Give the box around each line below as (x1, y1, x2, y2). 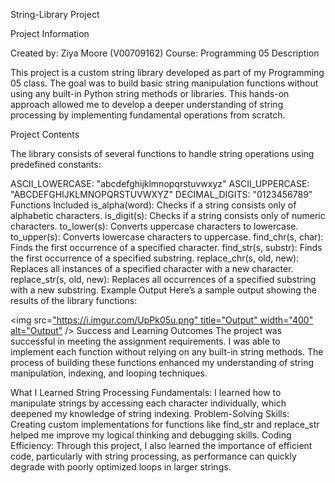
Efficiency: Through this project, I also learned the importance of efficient (10, 440, 313, 451)
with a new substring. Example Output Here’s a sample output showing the (10, 284, 317, 296)
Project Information (10, 28, 90, 39)
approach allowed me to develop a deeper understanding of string (10, 99, 284, 110)
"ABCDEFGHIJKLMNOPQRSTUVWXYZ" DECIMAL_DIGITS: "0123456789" (10, 189, 313, 200)
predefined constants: (10, 159, 102, 170)
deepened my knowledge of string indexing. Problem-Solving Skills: (10, 408, 290, 419)
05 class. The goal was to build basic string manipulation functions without (10, 77, 319, 89)
